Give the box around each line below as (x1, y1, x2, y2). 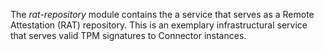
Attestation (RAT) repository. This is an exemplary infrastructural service (10, 19, 308, 31)
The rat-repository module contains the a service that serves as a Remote (10, 9, 315, 20)
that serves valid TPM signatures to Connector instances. (10, 30, 247, 41)
